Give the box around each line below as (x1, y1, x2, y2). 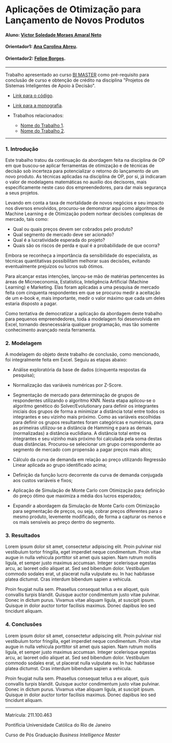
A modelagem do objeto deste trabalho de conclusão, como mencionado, (5, 351, 160, 357)
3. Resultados (5, 532, 40, 539)
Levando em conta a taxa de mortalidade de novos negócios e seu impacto (5, 199, 164, 206)
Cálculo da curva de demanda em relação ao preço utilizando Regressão (12, 456, 166, 463)
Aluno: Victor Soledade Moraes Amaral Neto (5, 32, 102, 38)
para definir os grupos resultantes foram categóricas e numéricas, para (12, 420, 164, 426)
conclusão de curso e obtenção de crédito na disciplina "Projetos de (5, 77, 150, 83)
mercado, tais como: (5, 216, 49, 222)
